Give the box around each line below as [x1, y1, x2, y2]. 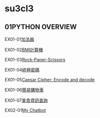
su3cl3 [4, 3, 34, 14]
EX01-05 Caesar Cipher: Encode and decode [4, 77, 95, 82]
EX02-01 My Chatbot [4, 107, 46, 113]
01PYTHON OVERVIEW [4, 23, 77, 31]
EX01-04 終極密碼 [4, 67, 40, 73]
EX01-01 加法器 [4, 37, 34, 42]
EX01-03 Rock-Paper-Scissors [4, 57, 65, 62]
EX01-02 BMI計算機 [4, 47, 43, 52]
